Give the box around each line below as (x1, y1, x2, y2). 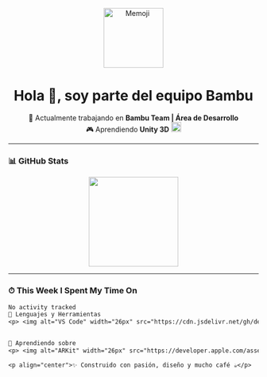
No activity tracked (8, 303, 77, 311)
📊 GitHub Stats (8, 155, 69, 167)
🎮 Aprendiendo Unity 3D (86, 124, 169, 134)
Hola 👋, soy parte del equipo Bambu (13, 87, 254, 105)
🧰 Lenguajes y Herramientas (8, 311, 102, 319)
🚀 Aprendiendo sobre (8, 340, 77, 348)
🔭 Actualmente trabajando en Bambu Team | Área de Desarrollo (28, 112, 239, 123)
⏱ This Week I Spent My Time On (8, 285, 137, 296)
